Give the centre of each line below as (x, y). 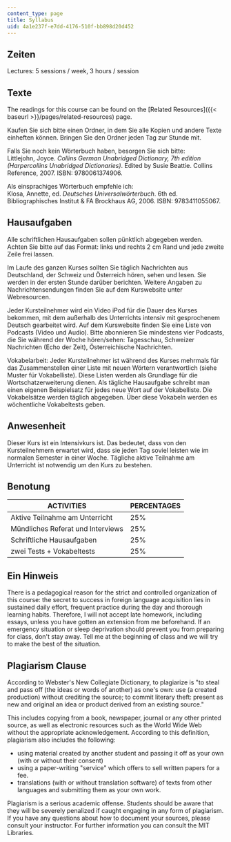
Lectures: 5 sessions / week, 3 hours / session (73, 71)
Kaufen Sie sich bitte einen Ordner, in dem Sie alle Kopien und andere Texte (114, 130)
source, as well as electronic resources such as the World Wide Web (104, 725)
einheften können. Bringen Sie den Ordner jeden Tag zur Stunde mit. (104, 138)
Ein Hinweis (33, 576)
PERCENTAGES (155, 506)
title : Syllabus (30, 20)
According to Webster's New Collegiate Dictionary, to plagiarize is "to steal (113, 682)
